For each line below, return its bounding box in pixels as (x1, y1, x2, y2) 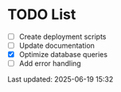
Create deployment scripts (18, 32, 107, 41)
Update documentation (18, 41, 95, 50)
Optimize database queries (18, 50, 108, 59)
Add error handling (18, 59, 81, 68)
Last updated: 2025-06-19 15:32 (7, 75, 114, 84)
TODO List (7, 6, 76, 24)
